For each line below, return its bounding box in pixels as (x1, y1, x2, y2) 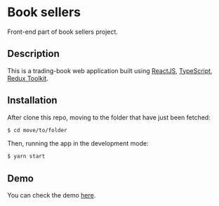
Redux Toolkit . (7, 74, 49, 82)
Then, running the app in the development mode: (7, 139, 149, 148)
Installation (7, 94, 58, 106)
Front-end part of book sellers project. (7, 27, 118, 36)
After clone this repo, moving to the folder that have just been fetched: (7, 113, 211, 122)
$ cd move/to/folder (7, 127, 68, 134)
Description (7, 48, 60, 60)
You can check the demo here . (7, 191, 96, 200)
